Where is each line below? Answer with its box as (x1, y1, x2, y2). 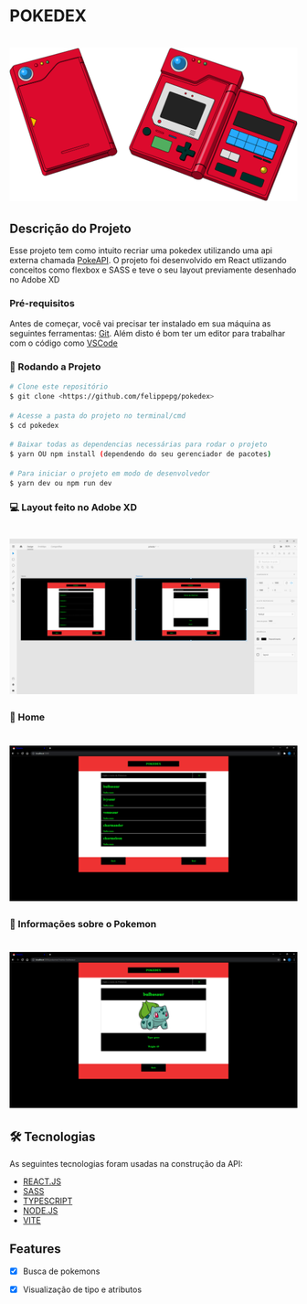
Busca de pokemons (22, 1266, 101, 1277)
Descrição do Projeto (9, 221, 132, 237)
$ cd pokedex (9, 421, 59, 430)
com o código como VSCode (9, 337, 119, 348)
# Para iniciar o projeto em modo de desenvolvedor (9, 468, 210, 478)
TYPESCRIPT (22, 1195, 73, 1206)
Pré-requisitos (9, 297, 75, 310)
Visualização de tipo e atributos (22, 1284, 143, 1295)
